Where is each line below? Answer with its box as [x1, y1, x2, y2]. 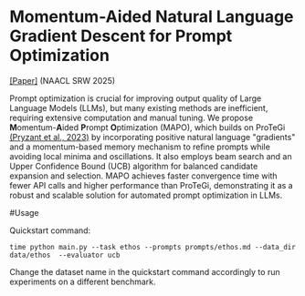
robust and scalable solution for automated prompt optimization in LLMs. [9, 189, 283, 200]
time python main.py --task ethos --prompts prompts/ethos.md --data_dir [9, 242, 297, 251]
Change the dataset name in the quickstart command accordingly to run [9, 266, 280, 277]
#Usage [9, 207, 39, 218]
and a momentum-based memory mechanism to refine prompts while [9, 141, 271, 152]
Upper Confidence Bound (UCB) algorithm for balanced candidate [9, 160, 258, 171]
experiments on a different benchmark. [9, 276, 157, 287]
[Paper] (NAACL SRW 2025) [9, 75, 116, 86]
